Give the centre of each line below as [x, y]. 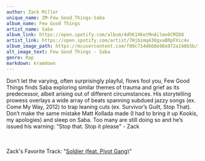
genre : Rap [20, 58]
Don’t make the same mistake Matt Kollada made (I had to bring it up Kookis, [102, 113]
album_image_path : [30, 47]
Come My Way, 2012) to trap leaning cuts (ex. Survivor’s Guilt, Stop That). [99, 107]
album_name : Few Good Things [43, 23]
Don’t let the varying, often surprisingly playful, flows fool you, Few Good [98, 81]
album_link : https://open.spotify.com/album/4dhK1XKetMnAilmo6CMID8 [95, 35]
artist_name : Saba [30, 29]
